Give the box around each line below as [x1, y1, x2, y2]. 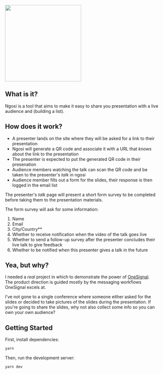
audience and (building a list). [5, 108, 65, 114]
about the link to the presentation [12, 151, 79, 157]
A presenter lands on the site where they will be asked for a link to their [12, 135, 155, 141]
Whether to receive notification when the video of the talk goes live [12, 231, 147, 237]
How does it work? [5, 122, 63, 131]
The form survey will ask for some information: [5, 206, 99, 212]
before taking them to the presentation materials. [5, 197, 103, 202]
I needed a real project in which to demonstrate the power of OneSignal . [5, 274, 150, 280]
